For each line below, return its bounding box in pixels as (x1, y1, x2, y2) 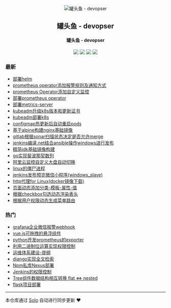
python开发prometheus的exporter (12, 237, 84, 243)
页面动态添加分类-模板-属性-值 (12, 184, 77, 190)
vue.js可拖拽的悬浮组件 (12, 230, 61, 236)
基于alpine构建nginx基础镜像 (12, 127, 73, 133)
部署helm (12, 76, 32, 82)
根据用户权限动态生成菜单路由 (12, 197, 75, 203)
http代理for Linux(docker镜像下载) (12, 178, 84, 184)
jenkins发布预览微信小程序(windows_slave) (12, 171, 103, 178)
